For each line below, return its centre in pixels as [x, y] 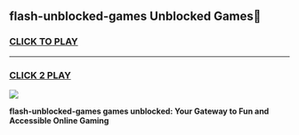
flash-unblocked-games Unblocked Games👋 [135, 16]
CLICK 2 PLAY [40, 75]
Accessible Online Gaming [59, 120]
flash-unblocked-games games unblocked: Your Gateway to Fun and [139, 111]
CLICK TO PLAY [44, 42]
